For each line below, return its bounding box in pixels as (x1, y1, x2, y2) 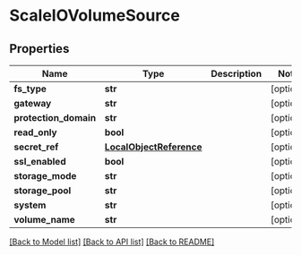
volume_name (13, 214, 76, 225)
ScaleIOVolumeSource (9, 5, 181, 26)
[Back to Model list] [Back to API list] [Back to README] (9, 236, 215, 247)
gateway (13, 98, 52, 109)
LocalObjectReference (104, 140, 202, 153)
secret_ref (13, 140, 59, 153)
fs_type (13, 82, 47, 95)
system (13, 199, 47, 211)
